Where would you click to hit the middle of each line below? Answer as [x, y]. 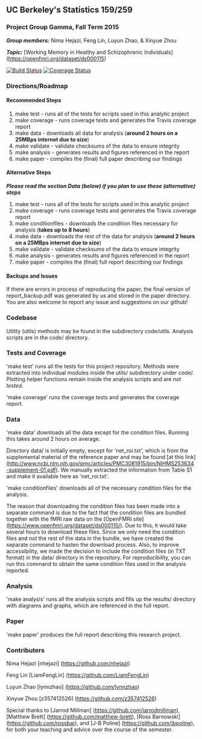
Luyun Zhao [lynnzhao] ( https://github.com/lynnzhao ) [73, 687]
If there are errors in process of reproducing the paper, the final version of [98, 289]
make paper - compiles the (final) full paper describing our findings [99, 158]
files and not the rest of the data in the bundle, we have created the [90, 538]
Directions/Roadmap [37, 86]
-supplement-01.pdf [31, 470]
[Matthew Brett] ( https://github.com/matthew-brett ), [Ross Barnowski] [93, 717]
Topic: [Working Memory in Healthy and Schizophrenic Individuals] [90, 52]
